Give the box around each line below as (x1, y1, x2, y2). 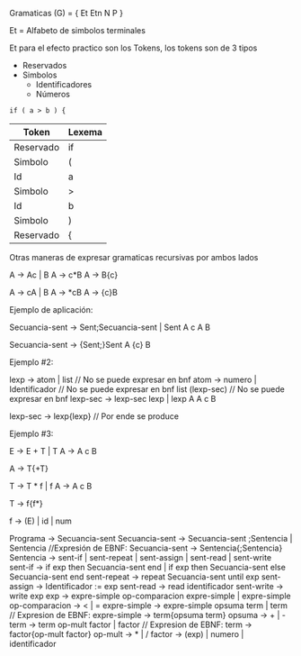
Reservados (22, 60, 67, 70)
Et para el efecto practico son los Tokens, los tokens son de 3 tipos (9, 42, 258, 53)
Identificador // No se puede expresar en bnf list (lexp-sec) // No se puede (9, 384, 285, 395)
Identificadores (35, 79, 93, 89)
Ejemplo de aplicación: (9, 305, 93, 314)
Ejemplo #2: (9, 357, 54, 368)
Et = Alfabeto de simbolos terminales (9, 25, 146, 35)
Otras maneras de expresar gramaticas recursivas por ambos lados (9, 252, 259, 262)
